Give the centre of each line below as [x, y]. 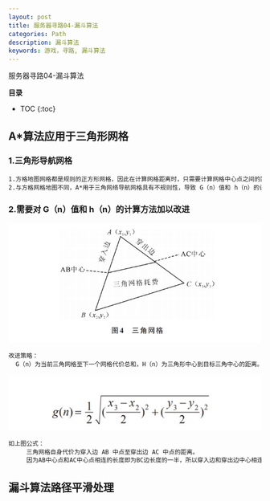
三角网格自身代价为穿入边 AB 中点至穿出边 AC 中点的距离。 [112, 452]
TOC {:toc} [38, 109]
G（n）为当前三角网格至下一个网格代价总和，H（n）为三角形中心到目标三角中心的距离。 [139, 365]
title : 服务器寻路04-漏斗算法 [53, 25]
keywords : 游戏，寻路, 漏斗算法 [57, 51]
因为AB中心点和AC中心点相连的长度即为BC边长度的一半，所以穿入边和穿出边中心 [139, 460]
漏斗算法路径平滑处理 [61, 487]
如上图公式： [27, 443]
